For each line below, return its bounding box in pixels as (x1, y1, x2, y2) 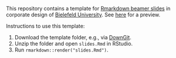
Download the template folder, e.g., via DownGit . (14, 34, 132, 40)
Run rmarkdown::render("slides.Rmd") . (14, 46, 109, 53)
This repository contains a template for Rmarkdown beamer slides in (6, 5, 171, 12)
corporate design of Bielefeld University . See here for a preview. (6, 11, 161, 18)
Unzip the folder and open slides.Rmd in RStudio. (14, 40, 133, 47)
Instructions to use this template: (6, 23, 85, 29)
